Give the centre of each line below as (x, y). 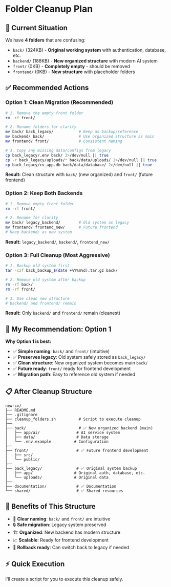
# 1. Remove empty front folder (40, 204)
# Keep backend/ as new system (39, 232)
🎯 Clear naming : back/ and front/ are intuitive (61, 519)
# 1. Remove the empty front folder (44, 113)
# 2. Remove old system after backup (46, 280)
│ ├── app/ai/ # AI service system (63, 433)
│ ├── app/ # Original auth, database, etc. (75, 473)
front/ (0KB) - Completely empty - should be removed (71, 66)
